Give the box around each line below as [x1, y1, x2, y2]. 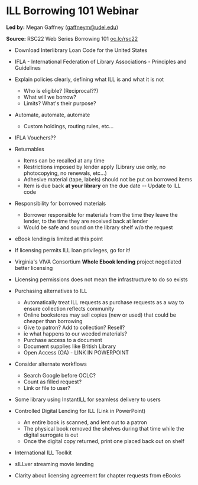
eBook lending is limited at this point [14, 235, 103, 242]
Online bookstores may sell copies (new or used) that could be [23, 311, 176, 318]
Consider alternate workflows [14, 360, 87, 367]
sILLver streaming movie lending [14, 460, 94, 467]
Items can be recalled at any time [23, 157, 105, 164]
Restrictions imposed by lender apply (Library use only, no [23, 163, 166, 170]
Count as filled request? [23, 378, 82, 385]
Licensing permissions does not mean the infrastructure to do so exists [14, 276, 188, 283]
